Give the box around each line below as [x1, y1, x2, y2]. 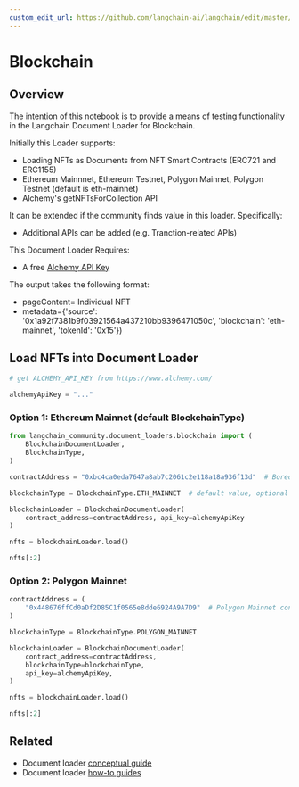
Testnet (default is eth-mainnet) [21, 183, 139, 194]
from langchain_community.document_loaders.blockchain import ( [9, 432, 253, 441]
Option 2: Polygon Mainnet [9, 575, 127, 587]
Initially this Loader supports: [9, 137, 116, 148]
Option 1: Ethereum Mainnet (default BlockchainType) [9, 411, 245, 424]
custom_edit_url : [9, 12, 74, 22]
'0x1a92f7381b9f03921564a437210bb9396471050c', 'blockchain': [21, 315, 265, 326]
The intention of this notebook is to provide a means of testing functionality [9, 111, 285, 121]
